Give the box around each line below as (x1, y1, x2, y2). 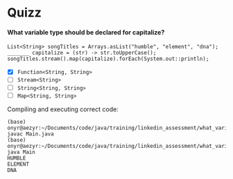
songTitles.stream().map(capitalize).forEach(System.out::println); (7, 55, 209, 63)
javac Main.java (7, 130, 54, 138)
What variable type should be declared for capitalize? (7, 28, 165, 36)
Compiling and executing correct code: (7, 105, 119, 113)
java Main (7, 149, 36, 156)
